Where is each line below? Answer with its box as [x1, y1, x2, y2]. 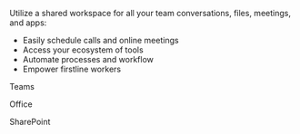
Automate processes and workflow [22, 54, 155, 64]
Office [9, 99, 34, 110]
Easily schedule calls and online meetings [22, 35, 179, 45]
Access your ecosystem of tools [22, 44, 144, 55]
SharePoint [9, 117, 51, 127]
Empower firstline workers [22, 63, 122, 74]
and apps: [9, 17, 47, 28]
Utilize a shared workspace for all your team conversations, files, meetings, [9, 8, 291, 18]
